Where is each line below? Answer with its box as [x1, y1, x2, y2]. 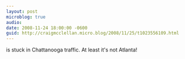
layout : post [6, 8, 38, 15]
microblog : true [6, 14, 46, 20]
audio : [6, 19, 22, 25]
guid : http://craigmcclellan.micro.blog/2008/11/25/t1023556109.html [6, 30, 180, 36]
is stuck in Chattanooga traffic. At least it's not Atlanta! [6, 46, 138, 53]
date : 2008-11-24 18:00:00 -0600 [6, 25, 88, 31]
